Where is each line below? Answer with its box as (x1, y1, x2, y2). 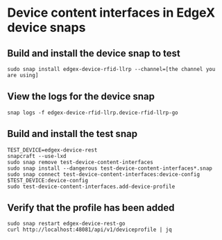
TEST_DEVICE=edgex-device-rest (7, 146, 98, 154)
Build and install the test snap (7, 128, 137, 140)
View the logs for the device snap (7, 90, 155, 102)
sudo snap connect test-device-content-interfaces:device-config (7, 170, 200, 178)
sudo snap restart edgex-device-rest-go (7, 221, 126, 227)
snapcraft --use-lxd (7, 152, 67, 159)
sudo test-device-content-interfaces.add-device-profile (7, 183, 176, 190)
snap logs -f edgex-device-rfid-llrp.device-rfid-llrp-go (7, 109, 178, 116)
